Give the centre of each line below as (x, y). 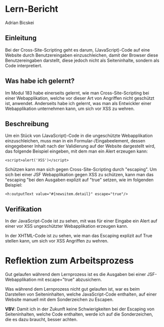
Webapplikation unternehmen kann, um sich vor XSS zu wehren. (70, 109)
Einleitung (21, 38)
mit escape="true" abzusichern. (70, 280)
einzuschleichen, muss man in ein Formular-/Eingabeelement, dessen (75, 141)
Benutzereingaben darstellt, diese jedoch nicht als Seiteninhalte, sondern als (82, 60)
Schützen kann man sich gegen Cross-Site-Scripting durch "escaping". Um (81, 169)
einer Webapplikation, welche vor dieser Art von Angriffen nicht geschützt (80, 98)
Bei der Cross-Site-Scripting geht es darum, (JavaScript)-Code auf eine (78, 50)
